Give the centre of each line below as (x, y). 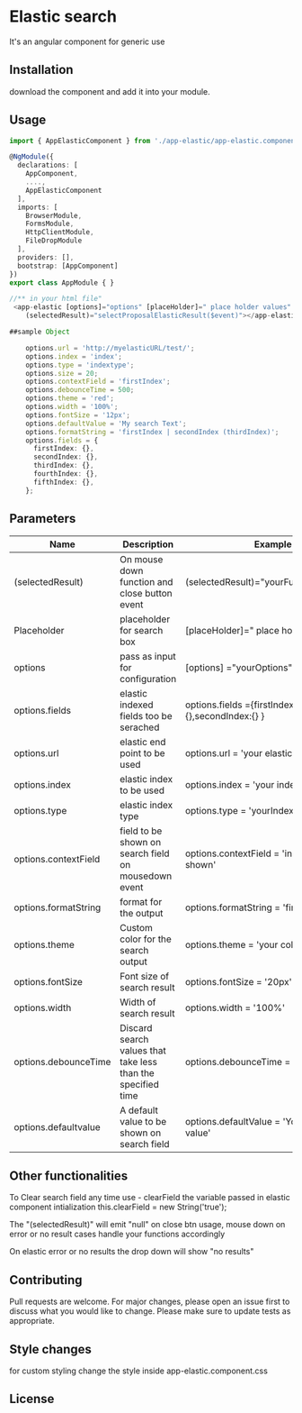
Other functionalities (69, 1176)
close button (146, 593)
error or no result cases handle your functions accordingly (117, 1234)
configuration (148, 679)
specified (139, 1084)
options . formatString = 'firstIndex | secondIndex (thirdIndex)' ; (152, 432)
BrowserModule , (54, 215)
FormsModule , (50, 224)
